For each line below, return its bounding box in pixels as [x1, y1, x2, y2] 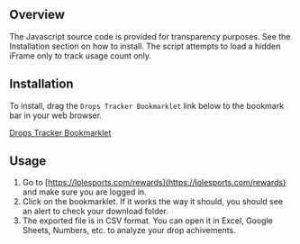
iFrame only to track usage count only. [9, 50, 151, 61]
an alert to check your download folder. [22, 206, 169, 217]
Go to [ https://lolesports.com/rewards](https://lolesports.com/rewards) [22, 177, 286, 188]
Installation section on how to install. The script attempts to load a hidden [9, 41, 281, 51]
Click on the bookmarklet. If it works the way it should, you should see [22, 196, 284, 207]
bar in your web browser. [9, 110, 102, 121]
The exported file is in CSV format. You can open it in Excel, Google [22, 215, 273, 226]
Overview [9, 7, 66, 23]
